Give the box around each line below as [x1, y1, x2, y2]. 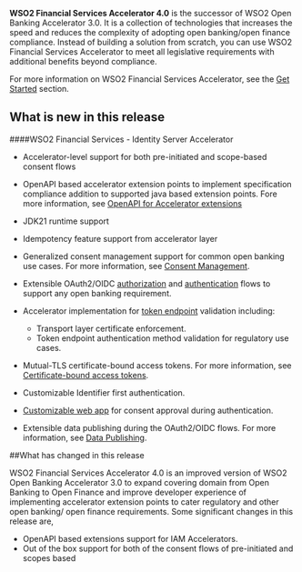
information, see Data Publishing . [22, 432, 147, 443]
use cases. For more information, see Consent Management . [22, 260, 250, 271]
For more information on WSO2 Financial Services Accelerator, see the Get [9, 74, 290, 85]
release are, [9, 516, 55, 527]
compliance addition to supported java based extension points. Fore [22, 188, 277, 199]
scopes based [22, 552, 76, 563]
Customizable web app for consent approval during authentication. [22, 405, 274, 416]
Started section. [9, 84, 70, 94]
